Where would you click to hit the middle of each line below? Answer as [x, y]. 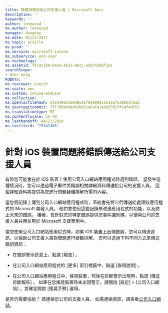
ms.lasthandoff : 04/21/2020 [34, 121]
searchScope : [19, 70]
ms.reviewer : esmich [27, 84]
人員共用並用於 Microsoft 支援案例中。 [49, 221]
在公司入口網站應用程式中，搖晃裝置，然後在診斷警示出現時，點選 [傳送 [86, 276]
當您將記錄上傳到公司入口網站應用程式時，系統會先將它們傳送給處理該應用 [82, 202]
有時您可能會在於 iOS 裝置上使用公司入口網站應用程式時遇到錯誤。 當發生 [81, 179]
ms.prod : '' [17, 47]
